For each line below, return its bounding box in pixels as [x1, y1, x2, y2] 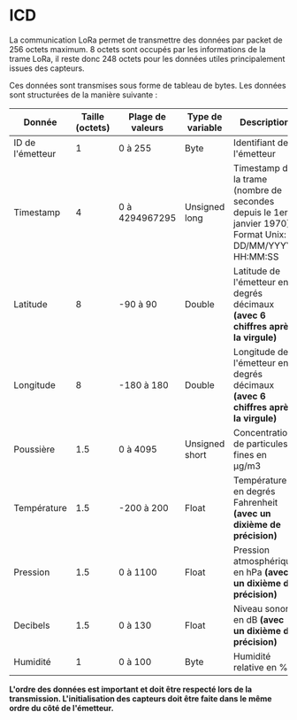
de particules [232, 437, 288, 450]
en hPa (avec [232, 566, 289, 578]
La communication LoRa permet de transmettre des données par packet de [9, 35, 283, 45]
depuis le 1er [232, 205, 289, 218]
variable [187, 121, 223, 134]
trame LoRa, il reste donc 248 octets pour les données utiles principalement [9, 53, 286, 64]
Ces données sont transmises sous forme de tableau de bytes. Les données [9, 80, 286, 90]
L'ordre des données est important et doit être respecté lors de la [9, 684, 253, 694]
